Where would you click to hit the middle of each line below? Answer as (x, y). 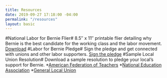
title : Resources (24, 10)
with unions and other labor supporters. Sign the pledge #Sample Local (80, 54)
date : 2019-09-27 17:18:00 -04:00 (42, 15)
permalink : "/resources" (31, 19)
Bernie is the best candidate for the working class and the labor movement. (83, 44)
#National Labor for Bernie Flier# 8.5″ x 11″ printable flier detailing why (78, 38)
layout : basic (20, 24)
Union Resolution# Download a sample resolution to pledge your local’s (79, 60)
